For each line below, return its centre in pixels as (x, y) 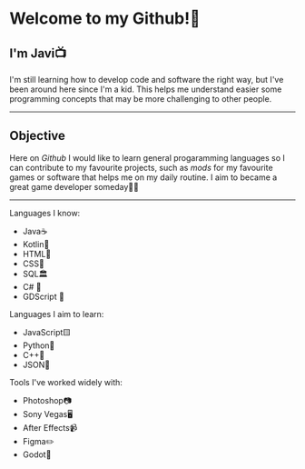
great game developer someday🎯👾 (74, 186)
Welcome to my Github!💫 (105, 19)
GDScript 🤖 (44, 296)
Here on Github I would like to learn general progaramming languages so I (148, 157)
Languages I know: (45, 213)
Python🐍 (39, 345)
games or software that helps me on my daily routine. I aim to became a (143, 177)
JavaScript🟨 (47, 332)
